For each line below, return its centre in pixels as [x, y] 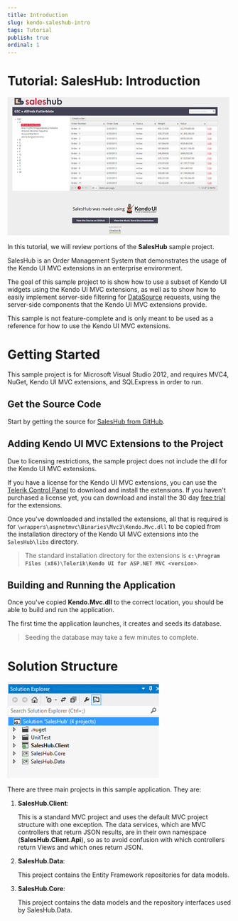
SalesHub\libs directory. [43, 542]
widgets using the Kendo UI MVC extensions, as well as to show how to [112, 290]
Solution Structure [63, 666]
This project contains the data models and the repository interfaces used [124, 902]
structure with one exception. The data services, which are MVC [112, 825]
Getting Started [54, 355]
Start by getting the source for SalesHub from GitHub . [86, 421]
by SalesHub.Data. [45, 910]
